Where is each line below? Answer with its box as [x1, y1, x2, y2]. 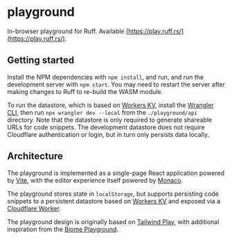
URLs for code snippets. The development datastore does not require [7, 122, 206, 131]
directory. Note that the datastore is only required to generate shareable [7, 116, 213, 124]
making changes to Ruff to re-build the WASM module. [7, 87, 163, 95]
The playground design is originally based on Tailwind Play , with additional [7, 217, 220, 225]
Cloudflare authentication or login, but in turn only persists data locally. [7, 130, 210, 138]
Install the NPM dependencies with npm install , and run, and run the [7, 73, 204, 81]
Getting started [7, 55, 75, 66]
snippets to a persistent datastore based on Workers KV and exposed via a [7, 196, 221, 205]
